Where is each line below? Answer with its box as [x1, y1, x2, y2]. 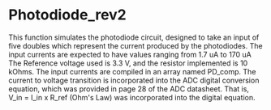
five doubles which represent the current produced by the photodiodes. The [8, 40, 263, 50]
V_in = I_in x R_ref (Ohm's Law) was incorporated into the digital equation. [8, 92, 256, 102]
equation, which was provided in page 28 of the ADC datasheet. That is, [8, 83, 250, 94]
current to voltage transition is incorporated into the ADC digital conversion [8, 75, 260, 85]
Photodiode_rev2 [8, 6, 127, 24]
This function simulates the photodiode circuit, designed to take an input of [8, 32, 260, 42]
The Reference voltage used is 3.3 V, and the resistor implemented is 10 [8, 58, 248, 68]
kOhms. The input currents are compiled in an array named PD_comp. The [8, 66, 256, 76]
